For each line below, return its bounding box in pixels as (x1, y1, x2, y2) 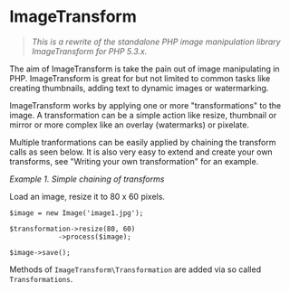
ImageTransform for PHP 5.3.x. (31, 45, 148, 56)
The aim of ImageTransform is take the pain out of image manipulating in (9, 63, 280, 74)
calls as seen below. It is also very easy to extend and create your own (9, 146, 274, 157)
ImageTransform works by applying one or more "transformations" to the (9, 99, 282, 110)
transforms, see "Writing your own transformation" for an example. (9, 155, 259, 166)
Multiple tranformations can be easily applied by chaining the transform (9, 137, 276, 147)
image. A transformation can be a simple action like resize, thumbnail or (9, 109, 277, 120)
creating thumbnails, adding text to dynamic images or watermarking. (9, 82, 269, 93)
